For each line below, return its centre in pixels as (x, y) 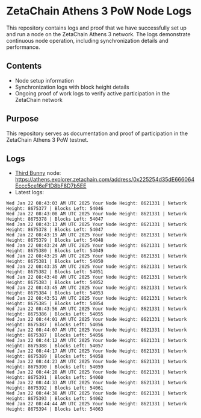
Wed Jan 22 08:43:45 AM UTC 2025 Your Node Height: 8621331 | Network (97, 288)
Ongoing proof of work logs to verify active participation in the (92, 93)
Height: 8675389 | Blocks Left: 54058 (55, 356)
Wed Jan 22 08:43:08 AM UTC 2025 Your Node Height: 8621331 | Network (97, 214)
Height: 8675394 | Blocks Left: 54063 (55, 409)
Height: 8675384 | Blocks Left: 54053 (55, 293)
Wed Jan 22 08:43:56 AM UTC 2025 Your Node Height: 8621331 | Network (97, 309)
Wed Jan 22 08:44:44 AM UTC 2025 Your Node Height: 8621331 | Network (97, 404)
